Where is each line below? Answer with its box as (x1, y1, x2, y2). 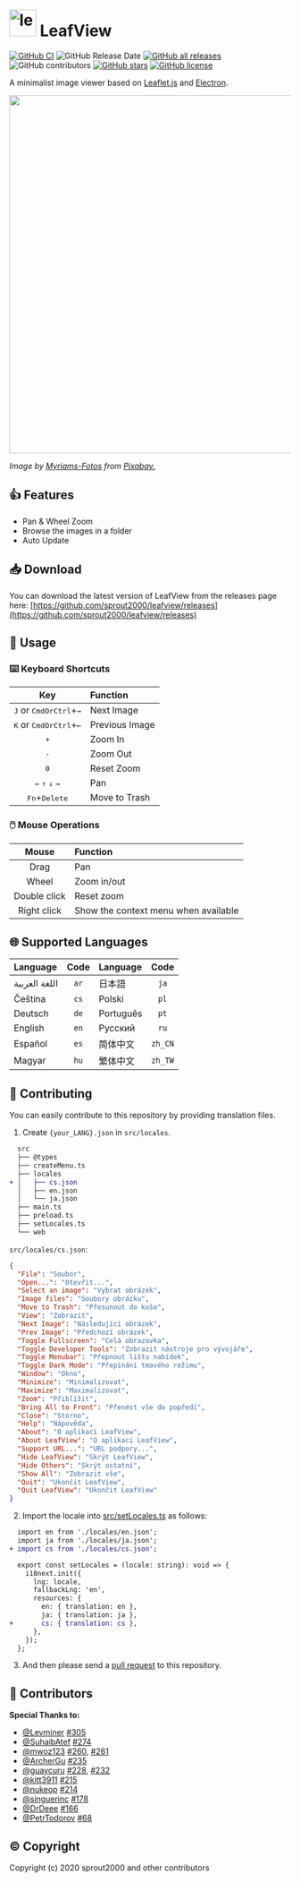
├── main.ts (17, 1202, 62, 1212)
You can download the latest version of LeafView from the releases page (9, 590, 277, 601)
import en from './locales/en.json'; (17, 1527, 158, 1537)
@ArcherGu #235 (21, 1756, 87, 1767)
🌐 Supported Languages (9, 934, 149, 949)
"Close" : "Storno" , (17, 1411, 90, 1420)
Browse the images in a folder (21, 525, 132, 536)
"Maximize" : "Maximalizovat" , (17, 1386, 129, 1395)
